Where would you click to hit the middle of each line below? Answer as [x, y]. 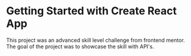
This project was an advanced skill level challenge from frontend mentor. [95, 40]
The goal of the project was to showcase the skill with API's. [80, 46]
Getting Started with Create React [92, 11]
